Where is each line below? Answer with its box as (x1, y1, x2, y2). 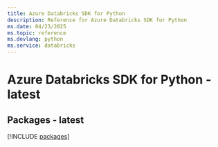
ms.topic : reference (7, 29, 67, 37)
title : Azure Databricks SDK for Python (7, 10, 126, 17)
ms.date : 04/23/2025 (7, 23, 67, 30)
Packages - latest (7, 114, 84, 126)
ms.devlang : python (7, 36, 64, 43)
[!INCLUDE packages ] (7, 133, 70, 140)
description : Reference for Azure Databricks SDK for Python (7, 17, 188, 23)
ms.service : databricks (7, 42, 76, 49)
